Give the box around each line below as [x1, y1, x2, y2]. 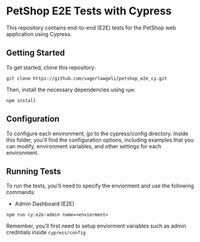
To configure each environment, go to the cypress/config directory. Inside [6, 130, 189, 137]
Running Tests [6, 166, 61, 177]
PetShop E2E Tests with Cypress [6, 4, 172, 18]
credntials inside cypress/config [6, 229, 86, 236]
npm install [6, 97, 36, 103]
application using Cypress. [6, 30, 72, 37]
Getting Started [6, 48, 65, 58]
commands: [6, 189, 36, 196]
